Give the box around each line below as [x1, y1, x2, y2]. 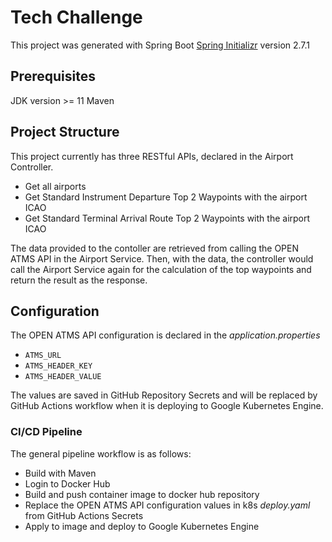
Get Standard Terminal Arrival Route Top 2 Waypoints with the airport [24, 212, 311, 224]
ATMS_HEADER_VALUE [24, 372, 102, 382]
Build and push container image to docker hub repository [24, 488, 260, 500]
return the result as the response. [10, 274, 148, 286]
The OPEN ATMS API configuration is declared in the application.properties [10, 329, 321, 341]
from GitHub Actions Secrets [24, 509, 144, 521]
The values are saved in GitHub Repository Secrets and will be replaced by [10, 389, 318, 401]
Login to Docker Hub [24, 477, 111, 490]
